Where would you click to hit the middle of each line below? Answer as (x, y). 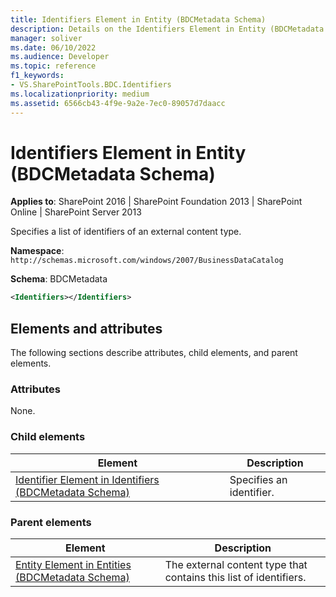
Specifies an (258, 479)
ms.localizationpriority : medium (80, 94)
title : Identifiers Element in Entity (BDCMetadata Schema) (138, 19)
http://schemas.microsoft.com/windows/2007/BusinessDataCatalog (147, 261)
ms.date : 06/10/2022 (53, 47)
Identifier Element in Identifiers (87, 479)
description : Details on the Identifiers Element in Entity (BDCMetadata (167, 29)
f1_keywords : (37, 76)
